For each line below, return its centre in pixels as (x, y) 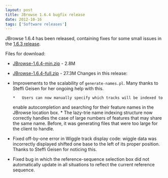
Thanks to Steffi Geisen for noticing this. (55, 150)
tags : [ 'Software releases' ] (36, 24)
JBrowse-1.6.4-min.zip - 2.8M (44, 63)
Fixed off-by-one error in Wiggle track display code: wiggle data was (85, 139)
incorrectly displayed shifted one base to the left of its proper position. (86, 144)
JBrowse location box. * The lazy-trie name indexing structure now (83, 113)
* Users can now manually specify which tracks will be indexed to (88, 98)
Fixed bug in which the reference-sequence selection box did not (81, 159)
